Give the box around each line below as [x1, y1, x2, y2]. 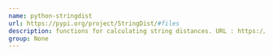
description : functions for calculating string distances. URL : [8, 27, 234, 35]
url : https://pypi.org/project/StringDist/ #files [8, 19, 180, 27]
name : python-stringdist [8, 11, 93, 20]
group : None [8, 34, 49, 43]
